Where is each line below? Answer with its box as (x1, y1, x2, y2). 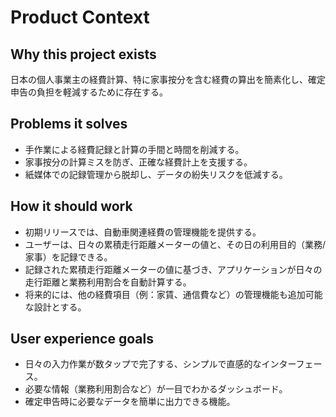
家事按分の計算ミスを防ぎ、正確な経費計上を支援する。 (24, 156, 253, 168)
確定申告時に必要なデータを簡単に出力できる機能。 (24, 396, 236, 408)
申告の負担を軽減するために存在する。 (10, 86, 168, 98)
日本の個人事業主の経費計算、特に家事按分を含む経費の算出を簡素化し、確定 (10, 74, 326, 85)
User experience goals (10, 331, 154, 348)
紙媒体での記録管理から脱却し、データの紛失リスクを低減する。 (24, 168, 288, 180)
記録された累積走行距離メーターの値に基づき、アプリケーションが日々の (24, 263, 323, 275)
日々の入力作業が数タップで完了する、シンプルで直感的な (24, 358, 262, 370)
